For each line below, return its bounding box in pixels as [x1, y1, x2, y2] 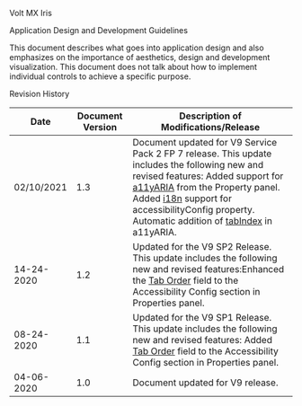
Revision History [9, 89, 70, 99]
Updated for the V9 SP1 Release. [132, 312, 272, 323]
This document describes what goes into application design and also [9, 42, 264, 53]
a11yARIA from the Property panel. [132, 181, 280, 193]
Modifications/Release [160, 121, 261, 133]
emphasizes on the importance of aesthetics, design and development [9, 52, 271, 62]
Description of [179, 110, 243, 122]
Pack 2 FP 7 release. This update [132, 147, 272, 160]
